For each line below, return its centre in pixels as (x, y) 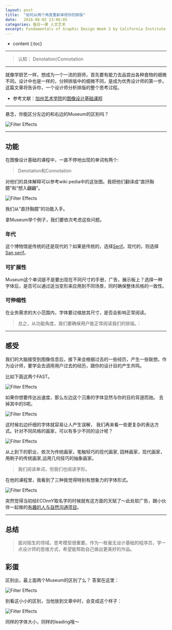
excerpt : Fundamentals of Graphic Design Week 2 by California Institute (86, 29)
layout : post (19, 10)
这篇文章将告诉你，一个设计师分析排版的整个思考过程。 (63, 88)
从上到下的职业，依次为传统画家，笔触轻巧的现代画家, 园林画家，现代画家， (85, 452)
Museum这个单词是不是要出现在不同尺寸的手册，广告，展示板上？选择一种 (84, 279)
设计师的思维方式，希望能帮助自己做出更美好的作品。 (78, 549)
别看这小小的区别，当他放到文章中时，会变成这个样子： (63, 601)
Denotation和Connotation (45, 171)
